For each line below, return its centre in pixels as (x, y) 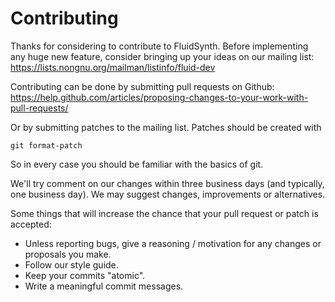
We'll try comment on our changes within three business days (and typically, (167, 183)
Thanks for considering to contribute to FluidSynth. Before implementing (159, 46)
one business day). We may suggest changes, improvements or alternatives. (168, 194)
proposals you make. (68, 254)
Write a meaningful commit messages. (104, 286)
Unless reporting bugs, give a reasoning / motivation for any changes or (173, 243)
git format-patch (46, 145)
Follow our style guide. (71, 264)
